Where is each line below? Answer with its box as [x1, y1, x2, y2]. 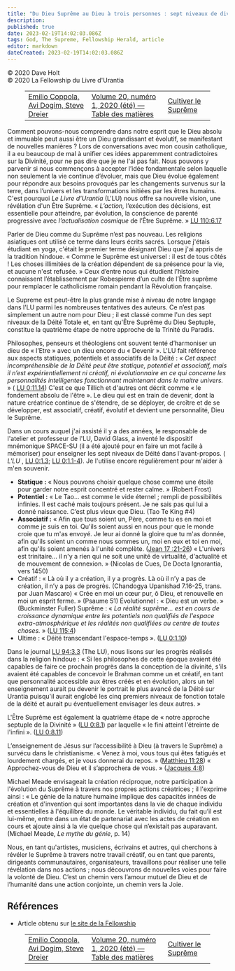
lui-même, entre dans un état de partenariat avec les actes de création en [7, 814, 219, 823]
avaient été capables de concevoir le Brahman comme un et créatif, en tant [7, 669, 224, 678]
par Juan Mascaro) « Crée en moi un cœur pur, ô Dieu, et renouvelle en [17, 589, 224, 597]
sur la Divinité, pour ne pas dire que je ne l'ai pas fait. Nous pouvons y [7, 157, 209, 165]
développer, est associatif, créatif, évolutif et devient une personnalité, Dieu [7, 405, 225, 414]
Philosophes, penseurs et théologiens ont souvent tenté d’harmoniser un [7, 339, 217, 347]
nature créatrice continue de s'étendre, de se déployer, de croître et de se [7, 398, 220, 407]
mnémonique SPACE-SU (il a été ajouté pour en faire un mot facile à [7, 442, 203, 450]
